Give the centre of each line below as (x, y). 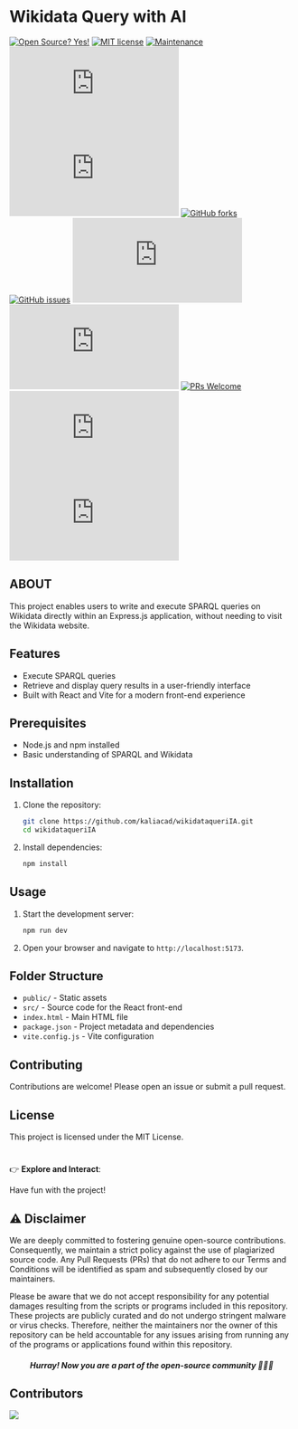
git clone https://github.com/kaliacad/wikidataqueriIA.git (138, 822)
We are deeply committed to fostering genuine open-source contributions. (148, 1240)
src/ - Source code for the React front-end (102, 1007)
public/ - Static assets (65, 998)
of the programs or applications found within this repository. (121, 1344)
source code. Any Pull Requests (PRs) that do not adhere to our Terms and (148, 1259)
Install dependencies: (62, 847)
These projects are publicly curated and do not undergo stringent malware (148, 1315)
